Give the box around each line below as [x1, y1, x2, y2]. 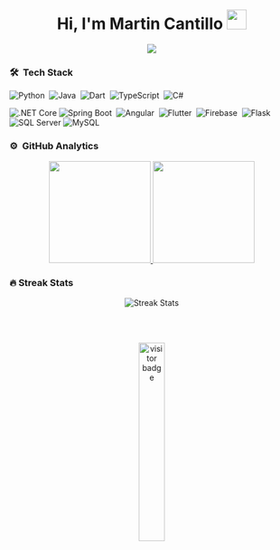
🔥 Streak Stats [9, 277, 74, 289]
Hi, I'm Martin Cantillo [57, 14, 224, 34]
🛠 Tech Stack [9, 66, 74, 79]
